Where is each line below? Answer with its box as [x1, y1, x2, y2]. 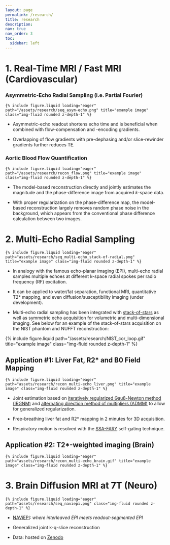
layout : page [5, 7, 33, 13]
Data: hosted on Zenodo [12, 534, 63, 540]
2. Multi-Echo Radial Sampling [5, 233, 135, 245]
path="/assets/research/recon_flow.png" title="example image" [5, 170, 142, 176]
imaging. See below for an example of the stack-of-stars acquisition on [12, 320, 161, 326]
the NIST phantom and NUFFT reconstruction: [12, 326, 109, 332]
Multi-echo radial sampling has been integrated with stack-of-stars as [12, 309, 159, 316]
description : [5, 21, 33, 27]
